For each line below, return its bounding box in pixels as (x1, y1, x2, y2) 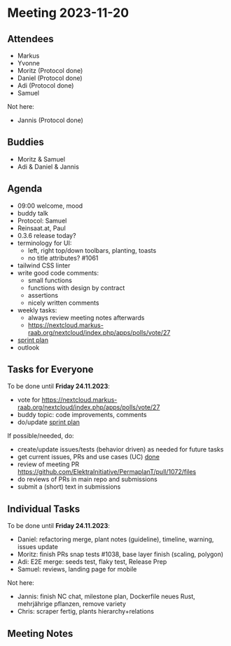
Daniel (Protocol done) (17, 74, 83, 82)
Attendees (7, 33, 54, 45)
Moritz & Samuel (17, 154, 65, 163)
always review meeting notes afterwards (27, 313, 145, 322)
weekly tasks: (17, 305, 57, 314)
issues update (17, 543, 58, 551)
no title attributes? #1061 (27, 253, 99, 262)
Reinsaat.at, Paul (17, 223, 66, 232)
